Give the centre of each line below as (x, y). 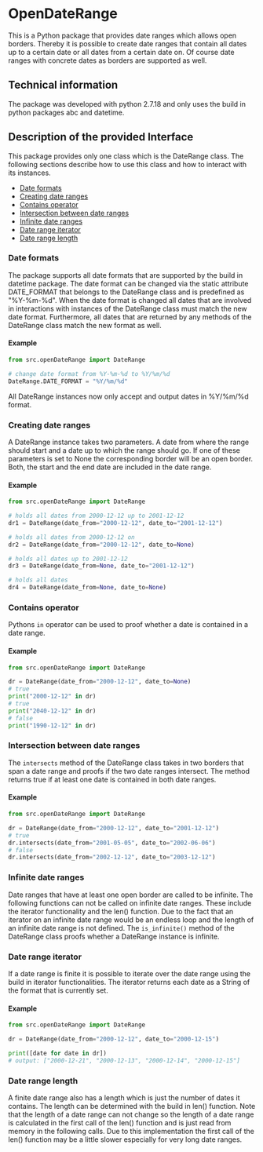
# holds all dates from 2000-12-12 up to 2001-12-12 (96, 516)
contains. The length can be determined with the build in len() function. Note (132, 1106)
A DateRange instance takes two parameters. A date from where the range (129, 442)
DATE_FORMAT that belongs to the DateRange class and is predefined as (126, 292)
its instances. (29, 173)
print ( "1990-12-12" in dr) (52, 725)
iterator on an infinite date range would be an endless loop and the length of (131, 920)
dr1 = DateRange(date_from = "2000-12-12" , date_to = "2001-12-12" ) (115, 523)
